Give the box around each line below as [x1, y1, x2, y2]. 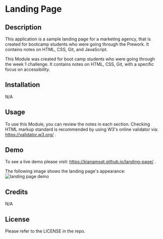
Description [5, 23, 42, 31]
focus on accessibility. [5, 66, 50, 72]
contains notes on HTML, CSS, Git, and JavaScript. [5, 47, 108, 52]
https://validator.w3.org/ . [5, 131, 56, 137]
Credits [5, 188, 28, 196]
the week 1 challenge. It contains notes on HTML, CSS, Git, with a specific [5, 61, 154, 67]
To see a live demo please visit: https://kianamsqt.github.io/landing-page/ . [5, 159, 156, 165]
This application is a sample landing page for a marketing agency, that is [5, 36, 151, 42]
